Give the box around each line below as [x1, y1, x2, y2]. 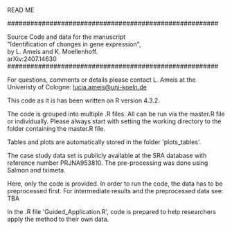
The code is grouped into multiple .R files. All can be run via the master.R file [7, 110, 225, 118]
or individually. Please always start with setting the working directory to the [7, 117, 222, 125]
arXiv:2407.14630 [7, 55, 57, 63]
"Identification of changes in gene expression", [7, 40, 141, 48]
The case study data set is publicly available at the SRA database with [7, 152, 207, 159]
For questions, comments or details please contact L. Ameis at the [7, 76, 196, 84]
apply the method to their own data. [7, 215, 109, 223]
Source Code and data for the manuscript [7, 33, 126, 41]
